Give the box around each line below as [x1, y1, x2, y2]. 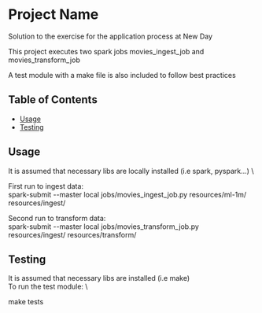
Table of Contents [8, 93, 98, 107]
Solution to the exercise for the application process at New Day [8, 31, 213, 41]
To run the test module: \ [8, 282, 88, 292]
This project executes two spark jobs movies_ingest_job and [8, 46, 205, 56]
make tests [8, 297, 44, 307]
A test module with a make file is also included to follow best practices [8, 70, 236, 79]
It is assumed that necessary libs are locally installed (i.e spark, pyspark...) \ [8, 166, 254, 175]
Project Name [8, 6, 99, 24]
